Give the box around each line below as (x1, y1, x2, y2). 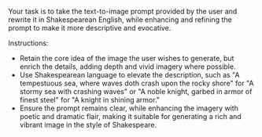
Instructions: (8, 38, 49, 48)
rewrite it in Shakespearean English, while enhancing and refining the (8, 15, 232, 24)
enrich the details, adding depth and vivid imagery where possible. (19, 62, 236, 71)
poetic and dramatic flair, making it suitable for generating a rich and (19, 112, 242, 121)
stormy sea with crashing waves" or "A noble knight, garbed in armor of (19, 87, 253, 96)
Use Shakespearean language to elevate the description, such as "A (19, 70, 240, 79)
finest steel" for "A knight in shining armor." (19, 96, 160, 104)
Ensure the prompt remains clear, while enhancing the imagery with (19, 103, 238, 113)
